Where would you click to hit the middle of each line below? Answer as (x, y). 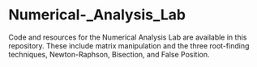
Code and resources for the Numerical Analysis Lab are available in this (128, 37)
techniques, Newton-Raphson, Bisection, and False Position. (109, 54)
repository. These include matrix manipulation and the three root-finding (129, 45)
